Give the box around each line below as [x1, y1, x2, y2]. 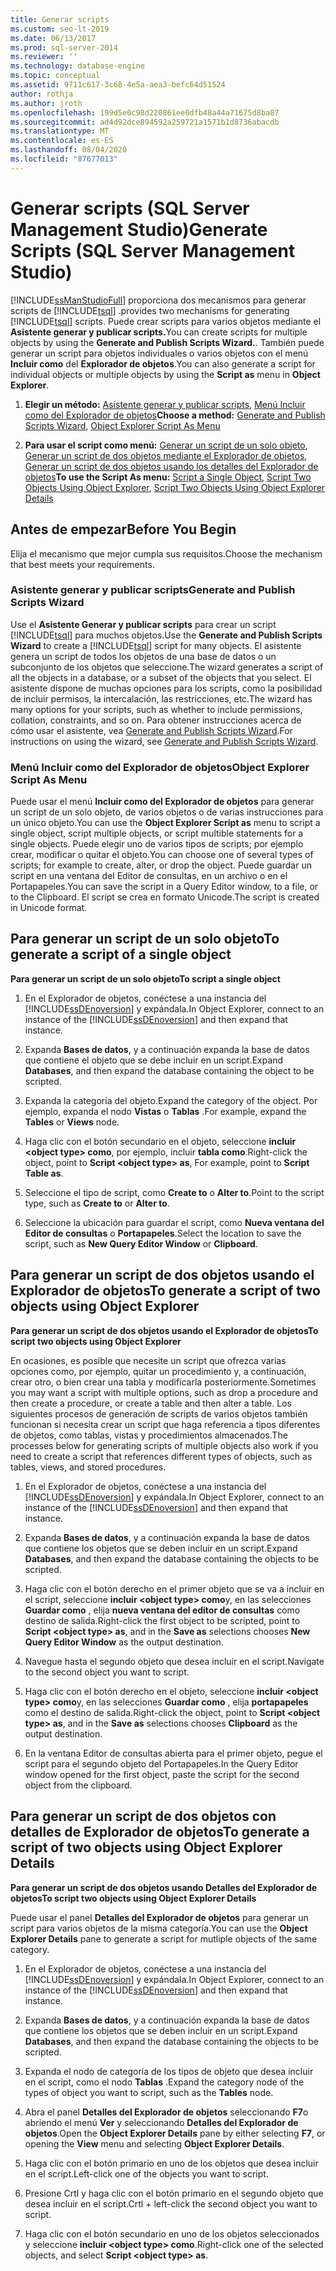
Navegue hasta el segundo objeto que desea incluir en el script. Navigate [24, 1655, 325, 1667]
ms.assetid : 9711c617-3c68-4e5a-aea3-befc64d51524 [10, 80, 226, 90]
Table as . [24, 1167, 64, 1179]
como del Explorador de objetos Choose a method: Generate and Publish [24, 409, 326, 421]
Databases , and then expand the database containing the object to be [24, 1064, 315, 1076]
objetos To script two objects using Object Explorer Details [10, 1892, 257, 1904]
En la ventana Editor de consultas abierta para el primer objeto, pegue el [24, 1747, 323, 1759]
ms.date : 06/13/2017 [10, 33, 97, 43]
